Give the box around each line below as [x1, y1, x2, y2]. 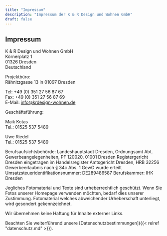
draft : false [5, 16, 32, 21]
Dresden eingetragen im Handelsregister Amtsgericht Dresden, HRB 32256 [5, 159, 160, 165]
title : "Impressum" [5, 7, 46, 12]
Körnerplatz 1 [5, 53, 32, 60]
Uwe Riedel [5, 134, 29, 140]
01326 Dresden [5, 59, 37, 65]
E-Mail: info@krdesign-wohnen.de [5, 99, 76, 105]
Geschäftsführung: [5, 109, 44, 115]
